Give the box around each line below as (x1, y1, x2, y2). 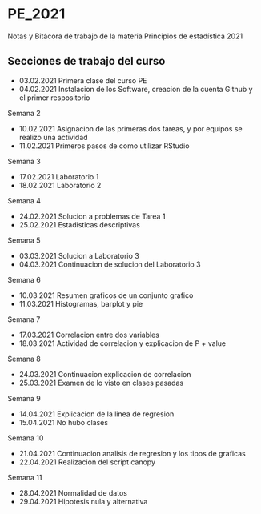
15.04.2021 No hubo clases (18, 417, 109, 427)
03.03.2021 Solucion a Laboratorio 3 (18, 251, 139, 260)
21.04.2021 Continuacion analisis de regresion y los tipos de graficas (18, 448, 246, 458)
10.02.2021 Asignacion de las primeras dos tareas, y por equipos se (18, 123, 243, 133)
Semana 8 (7, 354, 42, 363)
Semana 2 (7, 108, 41, 118)
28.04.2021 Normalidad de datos (18, 488, 127, 497)
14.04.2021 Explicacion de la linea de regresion (18, 409, 175, 419)
